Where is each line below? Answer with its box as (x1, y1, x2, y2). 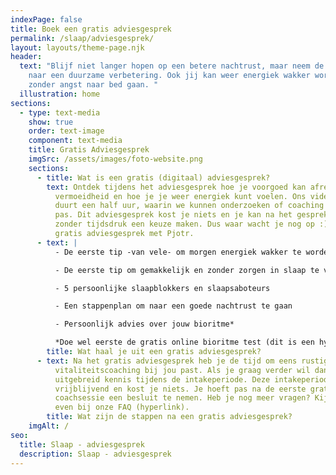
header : (10, 52, 43, 62)
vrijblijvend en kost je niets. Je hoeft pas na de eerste (54, 384, 307, 394)
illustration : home (19, 89, 101, 99)
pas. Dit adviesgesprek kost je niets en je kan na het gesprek (54, 210, 329, 220)
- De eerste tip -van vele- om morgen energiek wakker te (54, 247, 302, 257)
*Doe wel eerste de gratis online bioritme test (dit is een (54, 337, 315, 348)
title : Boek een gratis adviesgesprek (10, 24, 172, 34)
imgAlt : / (28, 421, 70, 431)
